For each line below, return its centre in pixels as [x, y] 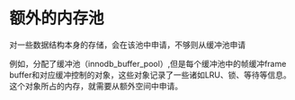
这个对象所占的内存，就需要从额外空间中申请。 [96, 86]
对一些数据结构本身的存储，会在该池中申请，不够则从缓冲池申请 [127, 45]
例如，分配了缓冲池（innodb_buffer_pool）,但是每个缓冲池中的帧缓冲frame [148, 63]
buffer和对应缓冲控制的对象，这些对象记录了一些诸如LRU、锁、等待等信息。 [151, 75]
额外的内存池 [57, 18]
